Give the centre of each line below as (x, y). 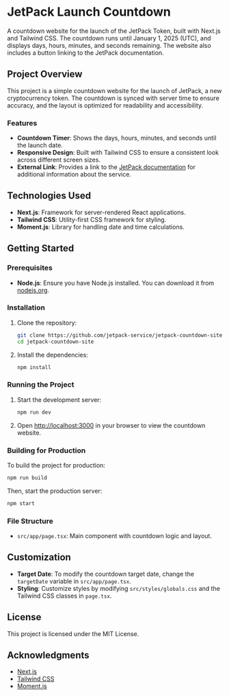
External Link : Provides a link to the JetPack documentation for (106, 167)
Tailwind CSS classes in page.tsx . (64, 596)
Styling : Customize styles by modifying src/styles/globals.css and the (119, 588)
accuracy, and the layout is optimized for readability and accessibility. (105, 105)
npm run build (27, 478)
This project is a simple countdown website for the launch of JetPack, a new (114, 90)
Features (22, 123)
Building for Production (46, 451)
